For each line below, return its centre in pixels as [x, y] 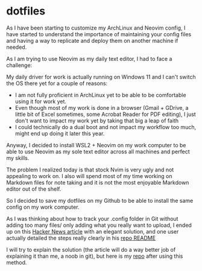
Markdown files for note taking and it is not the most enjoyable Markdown [98, 182]
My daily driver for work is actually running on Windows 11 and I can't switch [101, 77]
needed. [17, 47]
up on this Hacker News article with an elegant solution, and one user [93, 231]
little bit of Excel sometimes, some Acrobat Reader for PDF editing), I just [105, 114]
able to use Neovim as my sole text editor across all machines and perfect [98, 151]
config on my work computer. [43, 207]
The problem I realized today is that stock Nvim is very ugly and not [90, 170]
